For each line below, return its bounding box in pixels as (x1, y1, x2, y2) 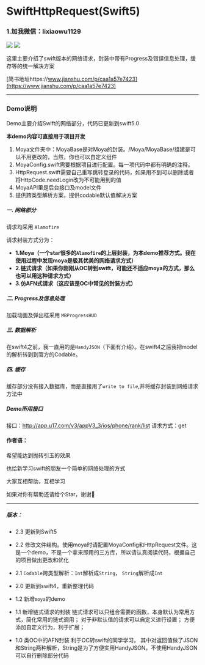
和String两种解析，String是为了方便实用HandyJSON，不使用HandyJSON (15, 644, 198, 652)
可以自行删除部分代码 (15, 652, 69, 659)
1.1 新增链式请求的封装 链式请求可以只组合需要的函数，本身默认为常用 (15, 608, 190, 615)
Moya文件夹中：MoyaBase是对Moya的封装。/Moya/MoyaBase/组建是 (15, 145, 191, 153)
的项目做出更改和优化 (15, 556, 69, 564)
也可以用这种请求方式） (15, 272, 74, 279)
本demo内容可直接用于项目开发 (6, 133, 85, 140)
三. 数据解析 (6, 326, 37, 334)
